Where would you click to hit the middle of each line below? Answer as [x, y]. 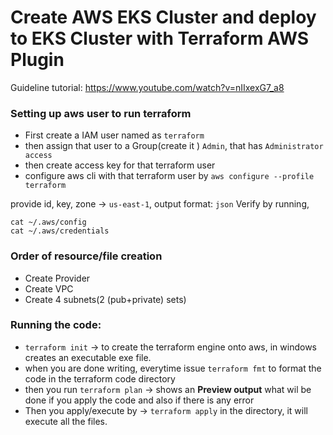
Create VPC [49, 288]
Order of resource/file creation [86, 256]
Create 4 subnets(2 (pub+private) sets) [105, 299]
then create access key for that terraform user [120, 165]
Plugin [37, 60]
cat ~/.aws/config [48, 222]
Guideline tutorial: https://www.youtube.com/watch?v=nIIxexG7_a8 [147, 87]
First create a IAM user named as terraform [114, 135]
